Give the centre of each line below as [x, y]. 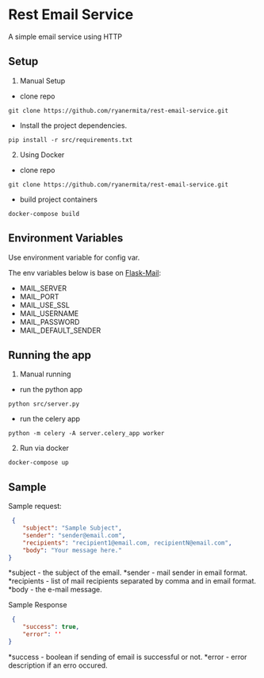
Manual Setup [42, 80]
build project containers [58, 199]
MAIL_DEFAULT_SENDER [60, 330]
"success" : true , [51, 627]
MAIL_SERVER [43, 288]
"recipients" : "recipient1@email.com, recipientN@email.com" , [127, 543]
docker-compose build [44, 214]
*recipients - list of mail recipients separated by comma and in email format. [132, 581]
